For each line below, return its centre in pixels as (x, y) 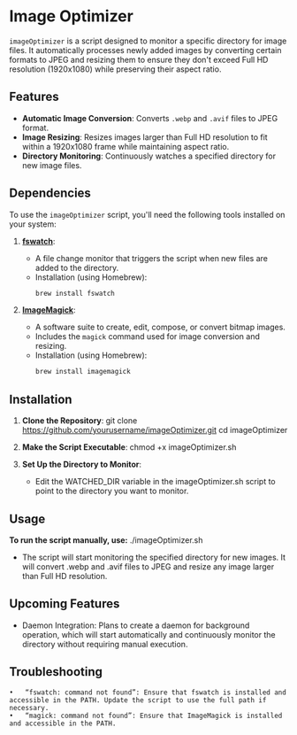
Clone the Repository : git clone (80, 421)
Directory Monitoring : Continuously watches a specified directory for (149, 156)
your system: (33, 224)
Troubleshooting (56, 672)
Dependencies (50, 193)
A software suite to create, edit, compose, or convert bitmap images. (160, 327)
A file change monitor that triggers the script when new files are (151, 258)
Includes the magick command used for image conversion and (148, 337)
